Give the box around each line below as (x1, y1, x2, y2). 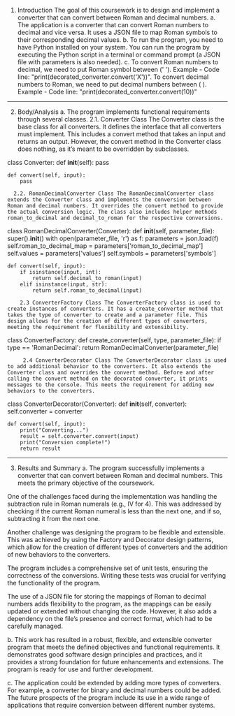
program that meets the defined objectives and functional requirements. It (7, 643, 220, 651)
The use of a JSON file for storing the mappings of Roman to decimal (7, 592, 206, 600)
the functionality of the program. (7, 579, 101, 587)
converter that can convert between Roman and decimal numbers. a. (17, 13, 216, 22)
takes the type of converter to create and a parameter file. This (7, 312, 208, 319)
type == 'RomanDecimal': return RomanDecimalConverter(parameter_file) (7, 344, 219, 351)
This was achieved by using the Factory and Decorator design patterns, (7, 536, 213, 543)
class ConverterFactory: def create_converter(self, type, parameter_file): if (7, 336, 222, 344)
